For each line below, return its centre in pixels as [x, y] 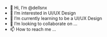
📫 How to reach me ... [33, 29]
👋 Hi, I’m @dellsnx [28, 8]
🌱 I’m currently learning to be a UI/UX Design [56, 18]
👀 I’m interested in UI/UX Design [43, 13]
